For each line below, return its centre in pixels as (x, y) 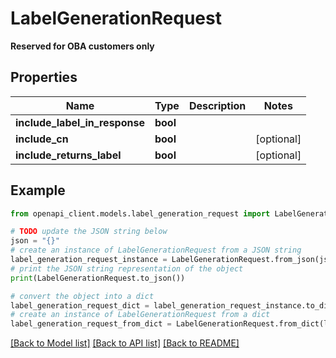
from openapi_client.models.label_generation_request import (140, 213)
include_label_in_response (80, 122)
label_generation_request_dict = (80, 305)
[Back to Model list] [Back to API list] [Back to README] (125, 343)
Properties (44, 77)
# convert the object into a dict (82, 296)
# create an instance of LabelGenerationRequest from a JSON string (156, 250)
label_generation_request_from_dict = (91, 324)
